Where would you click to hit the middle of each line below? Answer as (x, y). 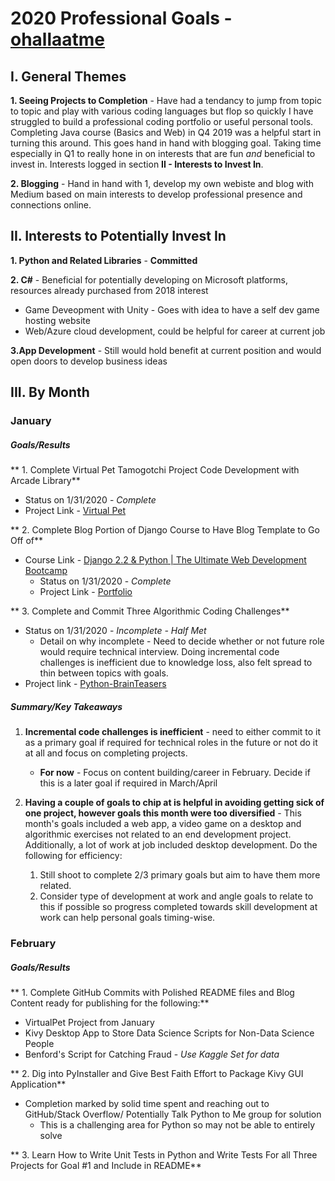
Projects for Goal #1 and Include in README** (106, 1165)
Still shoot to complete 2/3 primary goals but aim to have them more (180, 875)
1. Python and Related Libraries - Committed (104, 260)
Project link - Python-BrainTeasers (95, 684)
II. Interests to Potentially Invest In (118, 236)
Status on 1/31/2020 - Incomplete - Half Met (115, 631)
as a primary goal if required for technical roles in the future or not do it (171, 743)
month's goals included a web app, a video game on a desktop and (163, 824)
